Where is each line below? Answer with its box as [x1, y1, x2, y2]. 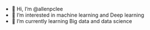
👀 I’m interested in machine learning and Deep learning [11, 12, 145, 18]
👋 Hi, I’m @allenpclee [11, 6, 63, 12]
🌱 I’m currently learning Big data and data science [11, 18, 132, 24]
